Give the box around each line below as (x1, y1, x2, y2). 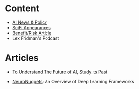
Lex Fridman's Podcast (12, 35, 59, 41)
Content (5, 3, 40, 14)
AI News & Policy (12, 19, 47, 25)
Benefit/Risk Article (12, 30, 52, 36)
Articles (5, 52, 39, 64)
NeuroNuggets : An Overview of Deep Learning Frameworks (12, 78, 135, 84)
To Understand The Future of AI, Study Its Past (12, 69, 108, 75)
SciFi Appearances (12, 24, 51, 30)
